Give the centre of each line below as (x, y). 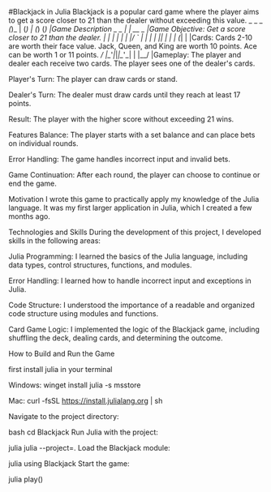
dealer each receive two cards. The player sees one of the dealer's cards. (132, 63)
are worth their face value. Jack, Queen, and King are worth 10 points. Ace (133, 46)
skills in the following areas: (55, 241)
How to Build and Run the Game (62, 353)
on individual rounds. (43, 143)
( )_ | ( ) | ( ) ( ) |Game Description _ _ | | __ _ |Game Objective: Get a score (127, 29)
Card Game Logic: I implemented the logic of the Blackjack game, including (134, 329)
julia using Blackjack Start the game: (69, 464)
